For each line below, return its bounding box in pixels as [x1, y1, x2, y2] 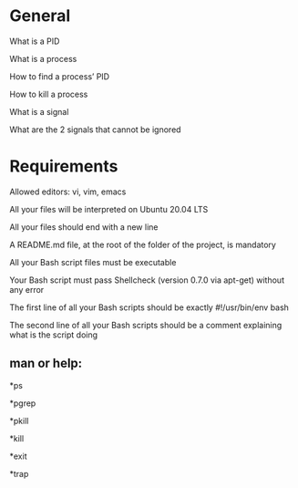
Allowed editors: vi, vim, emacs [9, 186, 127, 197]
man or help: [9, 356, 83, 371]
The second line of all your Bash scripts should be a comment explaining [9, 319, 283, 330]
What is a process [9, 53, 77, 64]
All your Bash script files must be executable [9, 256, 177, 267]
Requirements [9, 156, 118, 177]
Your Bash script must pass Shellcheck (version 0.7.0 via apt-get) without [9, 275, 285, 286]
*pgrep [9, 398, 36, 409]
